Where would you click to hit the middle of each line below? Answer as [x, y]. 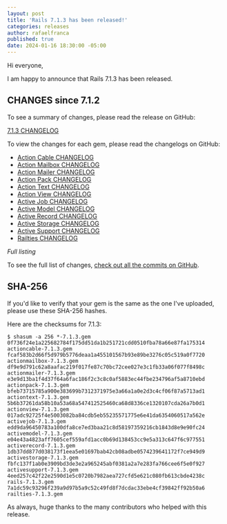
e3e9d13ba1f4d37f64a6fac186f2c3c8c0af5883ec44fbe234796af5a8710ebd [106, 379]
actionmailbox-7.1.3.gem [43, 361]
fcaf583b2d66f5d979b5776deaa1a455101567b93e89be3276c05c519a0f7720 [106, 355]
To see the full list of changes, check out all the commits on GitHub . [103, 265]
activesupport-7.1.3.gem [43, 470]
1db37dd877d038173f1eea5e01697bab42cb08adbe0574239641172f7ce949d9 [106, 451]
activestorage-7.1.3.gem [43, 458]
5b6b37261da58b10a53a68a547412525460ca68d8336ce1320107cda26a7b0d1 [106, 403]
